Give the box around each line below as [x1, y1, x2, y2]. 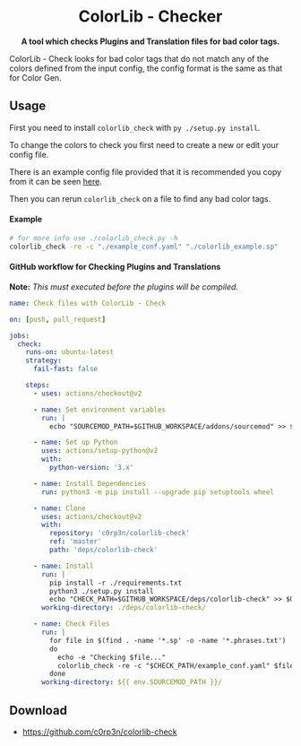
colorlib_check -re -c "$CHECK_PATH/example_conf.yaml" [56, 661, 271, 670]
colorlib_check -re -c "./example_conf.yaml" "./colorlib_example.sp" [9, 242, 279, 251]
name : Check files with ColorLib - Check [9, 299, 167, 308]
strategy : [25, 356, 63, 365]
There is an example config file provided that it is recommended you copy [9, 166, 282, 177]
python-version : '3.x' [48, 464, 134, 473]
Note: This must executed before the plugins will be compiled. [9, 281, 239, 292]
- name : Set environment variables [32, 405, 167, 414]
